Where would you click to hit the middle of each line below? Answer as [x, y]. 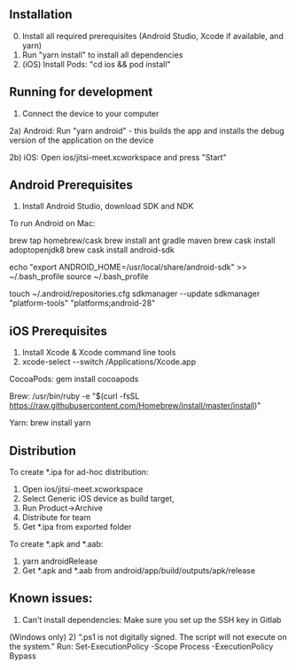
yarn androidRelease [60, 561]
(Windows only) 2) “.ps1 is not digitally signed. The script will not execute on [148, 636]
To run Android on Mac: [52, 223]
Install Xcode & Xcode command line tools [99, 353]
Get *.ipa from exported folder [77, 527]
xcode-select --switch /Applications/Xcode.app [109, 362]
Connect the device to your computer [90, 113]
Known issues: [51, 599]
